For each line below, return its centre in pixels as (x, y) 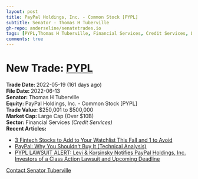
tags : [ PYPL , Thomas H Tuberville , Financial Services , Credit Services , (97, 34)
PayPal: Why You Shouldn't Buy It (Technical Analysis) (80, 146)
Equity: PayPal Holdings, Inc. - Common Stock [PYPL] (72, 103)
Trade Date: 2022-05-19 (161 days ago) (54, 84)
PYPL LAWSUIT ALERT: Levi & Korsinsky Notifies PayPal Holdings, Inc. (100, 152)
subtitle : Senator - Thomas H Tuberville (58, 22)
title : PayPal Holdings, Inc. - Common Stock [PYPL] (72, 17)
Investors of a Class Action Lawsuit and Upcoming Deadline (87, 159)
